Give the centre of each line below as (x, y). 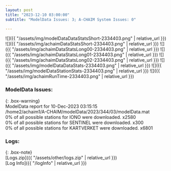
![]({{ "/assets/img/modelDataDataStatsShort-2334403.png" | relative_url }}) (86, 38)
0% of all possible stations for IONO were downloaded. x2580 (71, 117)
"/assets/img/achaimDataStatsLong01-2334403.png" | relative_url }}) (85, 55)
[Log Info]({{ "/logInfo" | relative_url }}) (46, 163)
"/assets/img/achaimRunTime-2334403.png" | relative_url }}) (70, 77)
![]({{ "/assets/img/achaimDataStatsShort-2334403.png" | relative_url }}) (82, 44)
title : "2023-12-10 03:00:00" (38, 15)
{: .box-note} (19, 152)
